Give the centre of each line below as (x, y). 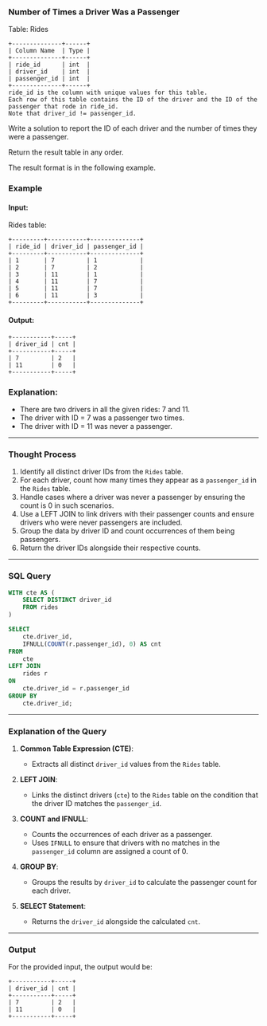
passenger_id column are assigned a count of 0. (110, 851)
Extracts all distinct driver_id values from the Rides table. (126, 764)
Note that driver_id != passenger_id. (72, 114)
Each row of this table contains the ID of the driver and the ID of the (133, 100)
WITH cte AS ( (32, 592)
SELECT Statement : (52, 906)
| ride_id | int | (49, 65)
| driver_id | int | (49, 72)
